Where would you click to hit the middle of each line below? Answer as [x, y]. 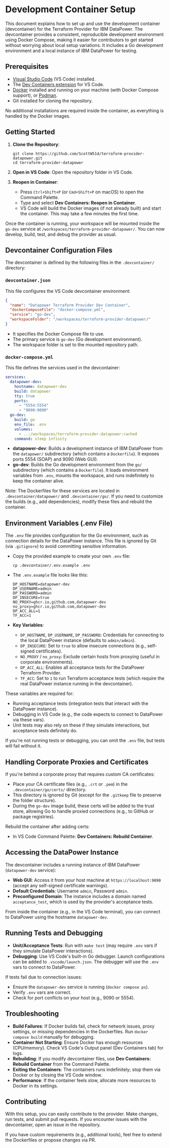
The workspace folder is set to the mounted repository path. [75, 344]
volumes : [24, 429]
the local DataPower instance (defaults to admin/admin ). [78, 640]
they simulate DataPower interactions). [53, 951]
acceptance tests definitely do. [45, 731]
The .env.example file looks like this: [50, 575]
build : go [25, 420]
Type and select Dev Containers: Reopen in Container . [78, 203]
